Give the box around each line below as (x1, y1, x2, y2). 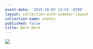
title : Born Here (5, 25, 41, 30)
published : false (5, 21, 41, 26)
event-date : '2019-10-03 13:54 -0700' (5, 7, 84, 12)
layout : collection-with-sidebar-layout (5, 12, 89, 17)
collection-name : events (5, 16, 56, 21)
